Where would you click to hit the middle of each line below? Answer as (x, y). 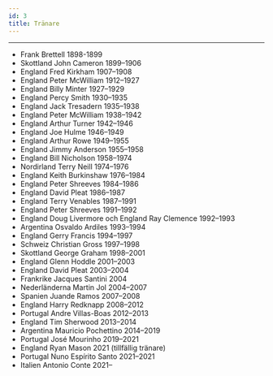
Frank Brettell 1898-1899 (61, 54)
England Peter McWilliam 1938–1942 (81, 115)
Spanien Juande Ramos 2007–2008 (80, 296)
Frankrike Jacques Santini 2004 (74, 279)
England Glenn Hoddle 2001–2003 (78, 261)
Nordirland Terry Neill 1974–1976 (74, 166)
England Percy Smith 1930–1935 (74, 97)
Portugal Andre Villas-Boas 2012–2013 (84, 313)
